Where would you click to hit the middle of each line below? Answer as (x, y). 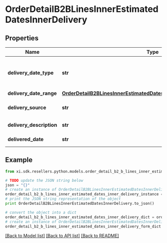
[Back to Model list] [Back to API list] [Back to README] (62, 236)
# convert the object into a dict (41, 212)
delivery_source (27, 108)
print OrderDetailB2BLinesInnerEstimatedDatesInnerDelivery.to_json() (80, 204)
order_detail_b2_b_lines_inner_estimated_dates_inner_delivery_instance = (84, 194)
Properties (22, 38)
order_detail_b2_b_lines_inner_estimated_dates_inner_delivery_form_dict (83, 226)
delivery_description (32, 125)
